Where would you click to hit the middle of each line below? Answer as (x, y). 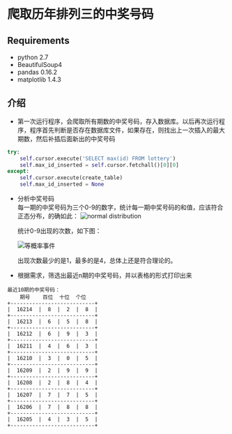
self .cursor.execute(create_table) (71, 178)
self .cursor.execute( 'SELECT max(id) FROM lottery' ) (98, 158)
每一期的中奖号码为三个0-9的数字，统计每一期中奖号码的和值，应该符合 (120, 207)
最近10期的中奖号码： (34, 290)
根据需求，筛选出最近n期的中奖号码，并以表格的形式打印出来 (105, 276)
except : (18, 172)
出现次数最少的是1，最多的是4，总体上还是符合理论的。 (97, 261)
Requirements (38, 40)
